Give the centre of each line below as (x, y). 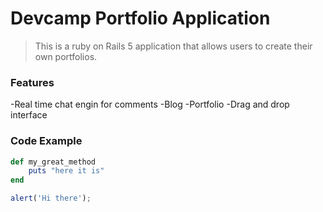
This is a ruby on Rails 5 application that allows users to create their (173, 46)
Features (32, 82)
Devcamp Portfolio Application (140, 18)
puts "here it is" (66, 171)
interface (29, 115)
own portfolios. (66, 56)
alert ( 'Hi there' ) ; (51, 198)
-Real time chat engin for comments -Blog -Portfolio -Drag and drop (150, 104)
